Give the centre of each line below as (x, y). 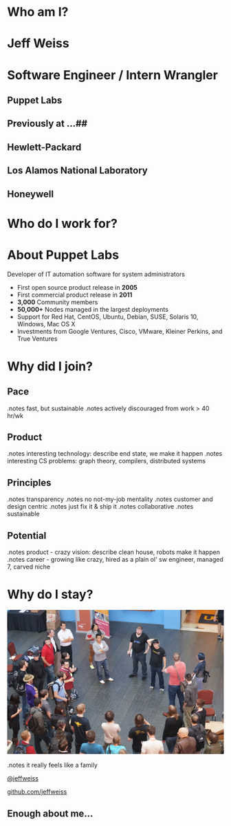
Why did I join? (50, 366)
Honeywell (30, 194)
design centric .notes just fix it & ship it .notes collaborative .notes (100, 507)
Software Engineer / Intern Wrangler (113, 75)
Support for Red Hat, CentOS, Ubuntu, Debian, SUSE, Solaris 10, (108, 317)
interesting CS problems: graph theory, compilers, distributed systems (107, 461)
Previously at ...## (47, 124)
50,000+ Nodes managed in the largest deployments (92, 309)
